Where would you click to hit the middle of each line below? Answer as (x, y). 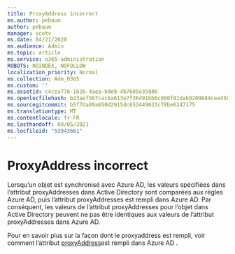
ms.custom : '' (28, 85)
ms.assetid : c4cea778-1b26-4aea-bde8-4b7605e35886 (83, 92)
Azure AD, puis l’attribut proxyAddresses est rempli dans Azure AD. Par (109, 199)
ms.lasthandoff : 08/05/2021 (48, 124)
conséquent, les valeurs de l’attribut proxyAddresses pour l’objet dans (108, 207)
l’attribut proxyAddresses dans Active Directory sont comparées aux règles (115, 192)
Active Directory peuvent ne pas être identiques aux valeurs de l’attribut (111, 215)
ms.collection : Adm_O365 (43, 79)
